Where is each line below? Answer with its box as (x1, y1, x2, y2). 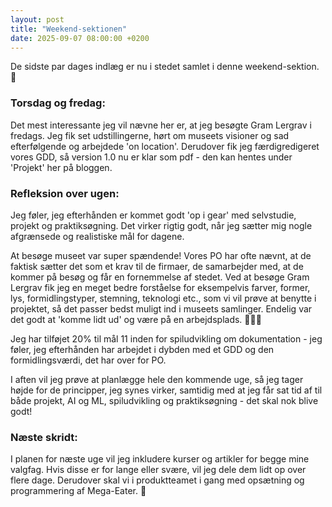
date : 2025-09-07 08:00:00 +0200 (10, 33, 150, 43)
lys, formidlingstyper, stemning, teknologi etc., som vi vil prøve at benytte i (10, 292, 317, 304)
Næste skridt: (10, 430, 78, 444)
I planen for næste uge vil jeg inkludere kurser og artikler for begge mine (10, 453, 310, 465)
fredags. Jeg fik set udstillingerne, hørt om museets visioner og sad (10, 129, 290, 141)
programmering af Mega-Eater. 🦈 (10, 485, 147, 497)
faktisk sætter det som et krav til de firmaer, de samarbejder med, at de (10, 260, 304, 272)
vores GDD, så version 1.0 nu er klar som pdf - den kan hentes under (10, 151, 293, 163)
